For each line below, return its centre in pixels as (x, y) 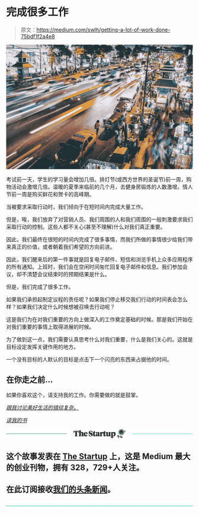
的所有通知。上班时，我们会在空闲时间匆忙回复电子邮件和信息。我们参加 (94, 267)
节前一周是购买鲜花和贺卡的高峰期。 (50, 194)
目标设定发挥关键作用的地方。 (42, 347)
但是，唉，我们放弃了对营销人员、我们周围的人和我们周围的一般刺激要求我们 (99, 219)
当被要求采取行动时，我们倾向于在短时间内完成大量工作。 (76, 207)
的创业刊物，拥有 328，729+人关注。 (75, 467)
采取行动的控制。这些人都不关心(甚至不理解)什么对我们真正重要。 (86, 226)
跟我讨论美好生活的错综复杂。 (42, 408)
